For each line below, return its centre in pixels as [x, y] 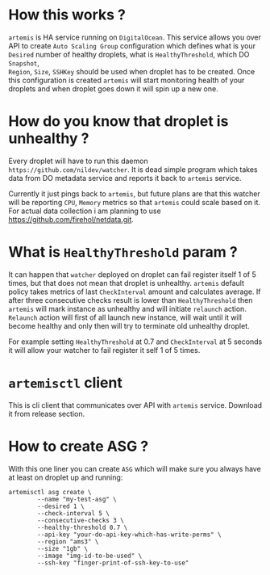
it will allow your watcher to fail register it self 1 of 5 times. [104, 350]
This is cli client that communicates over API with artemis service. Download [135, 405]
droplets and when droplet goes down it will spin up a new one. [114, 88]
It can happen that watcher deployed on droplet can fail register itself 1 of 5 [132, 274]
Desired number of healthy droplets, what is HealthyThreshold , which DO [129, 54]
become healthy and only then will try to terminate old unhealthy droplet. [129, 325]
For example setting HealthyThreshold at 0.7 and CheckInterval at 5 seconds [135, 342]
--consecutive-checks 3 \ [81, 520]
